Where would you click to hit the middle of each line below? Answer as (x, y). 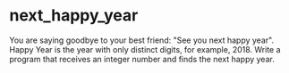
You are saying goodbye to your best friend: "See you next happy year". (142, 40)
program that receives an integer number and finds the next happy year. (142, 59)
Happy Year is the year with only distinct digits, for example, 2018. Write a (145, 49)
